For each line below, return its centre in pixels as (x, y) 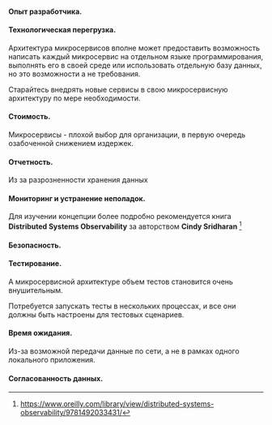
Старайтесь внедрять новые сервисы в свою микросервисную (118, 89)
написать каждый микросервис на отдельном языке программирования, (136, 56)
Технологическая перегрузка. (62, 30)
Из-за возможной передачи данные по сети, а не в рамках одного (124, 351)
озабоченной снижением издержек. (71, 143)
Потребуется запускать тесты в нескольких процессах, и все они (122, 306)
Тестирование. (35, 264)
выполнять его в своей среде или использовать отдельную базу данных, (135, 65)
